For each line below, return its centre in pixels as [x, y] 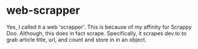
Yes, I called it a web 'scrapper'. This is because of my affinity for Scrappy [99, 27]
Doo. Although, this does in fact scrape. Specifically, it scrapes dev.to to [97, 33]
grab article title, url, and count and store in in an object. [77, 39]
